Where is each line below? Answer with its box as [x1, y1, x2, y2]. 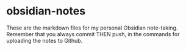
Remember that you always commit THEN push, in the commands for [6, 30, 180, 37]
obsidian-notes [6, 4, 86, 18]
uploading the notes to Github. [6, 37, 83, 44]
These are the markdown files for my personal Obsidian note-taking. [6, 24, 178, 31]
